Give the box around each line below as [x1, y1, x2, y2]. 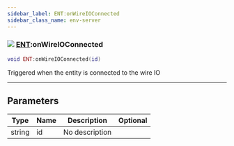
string [10, 127, 30, 137]
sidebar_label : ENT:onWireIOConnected [7, 10, 120, 17]
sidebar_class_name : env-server [7, 17, 101, 24]
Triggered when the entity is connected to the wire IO [7, 68, 161, 77]
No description [63, 127, 112, 137]
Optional [118, 116, 148, 126]
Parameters [7, 95, 59, 107]
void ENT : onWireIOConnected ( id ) [7, 55, 101, 63]
